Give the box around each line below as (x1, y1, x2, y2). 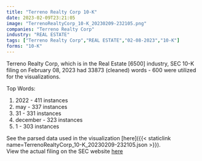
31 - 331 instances (15, 110, 61, 117)
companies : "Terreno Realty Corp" (6, 26, 95, 32)
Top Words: (6, 84, 36, 92)
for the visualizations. (6, 73, 61, 80)
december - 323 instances (15, 116, 83, 123)
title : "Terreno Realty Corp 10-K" (6, 9, 98, 15)
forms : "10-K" (6, 43, 43, 50)
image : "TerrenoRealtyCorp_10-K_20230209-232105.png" (6, 20, 147, 26)
